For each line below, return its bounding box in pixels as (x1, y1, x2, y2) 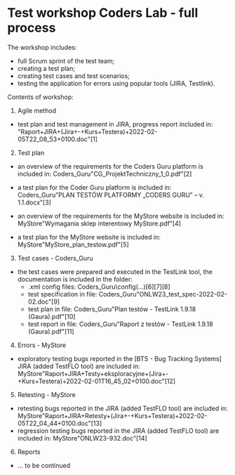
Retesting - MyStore (17, 390, 76, 398)
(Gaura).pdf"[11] (27, 327, 75, 335)
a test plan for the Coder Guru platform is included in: (17, 183, 172, 191)
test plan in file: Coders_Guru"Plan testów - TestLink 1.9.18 (27, 304, 196, 313)
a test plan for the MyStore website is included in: (17, 233, 161, 241)
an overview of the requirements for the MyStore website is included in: (17, 212, 224, 220)
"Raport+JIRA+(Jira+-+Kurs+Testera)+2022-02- (17, 127, 158, 136)
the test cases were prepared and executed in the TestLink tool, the (17, 267, 213, 275)
